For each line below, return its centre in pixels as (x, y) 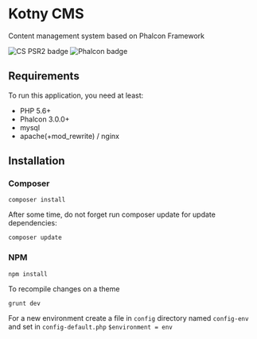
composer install (37, 200)
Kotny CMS (47, 14)
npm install (28, 274)
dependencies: (33, 223)
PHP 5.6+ (35, 110)
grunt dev (25, 303)
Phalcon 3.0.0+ (45, 119)
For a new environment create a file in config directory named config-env (128, 318)
